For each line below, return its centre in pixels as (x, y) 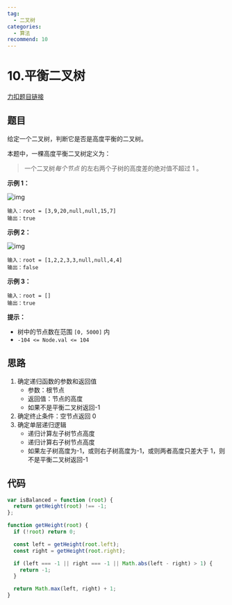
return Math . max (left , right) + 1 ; (65, 589)
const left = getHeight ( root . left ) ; (66, 544)
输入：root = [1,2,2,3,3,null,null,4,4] (65, 260)
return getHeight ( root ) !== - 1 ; (60, 506)
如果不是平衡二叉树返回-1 (64, 407)
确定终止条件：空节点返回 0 (57, 416)
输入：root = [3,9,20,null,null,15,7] (62, 211)
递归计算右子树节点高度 (61, 442)
